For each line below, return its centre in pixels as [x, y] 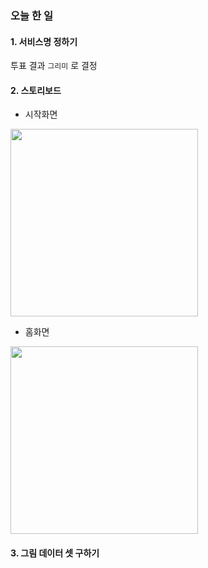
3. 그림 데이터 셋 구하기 [55, 553]
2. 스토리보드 [36, 90]
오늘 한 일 [31, 15]
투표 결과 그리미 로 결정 [54, 66]
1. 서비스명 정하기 [44, 41]
